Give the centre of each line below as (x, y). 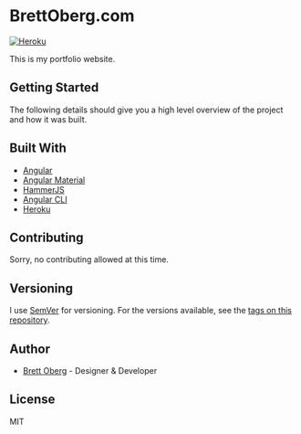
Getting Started (54, 88)
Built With (38, 148)
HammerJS (44, 189)
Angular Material (54, 180)
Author (30, 349)
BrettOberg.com (72, 16)
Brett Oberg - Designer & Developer (90, 370)
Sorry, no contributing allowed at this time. (89, 259)
